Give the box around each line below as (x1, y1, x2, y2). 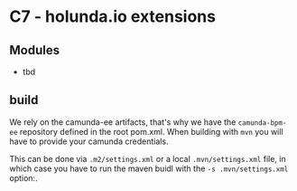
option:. (9, 172, 38, 183)
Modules (9, 43, 60, 58)
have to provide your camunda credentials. (9, 136, 169, 147)
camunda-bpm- (237, 118, 287, 128)
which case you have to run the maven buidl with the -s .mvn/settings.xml (9, 163, 289, 174)
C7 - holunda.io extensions (9, 6, 217, 27)
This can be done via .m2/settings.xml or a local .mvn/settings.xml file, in (9, 153, 286, 164)
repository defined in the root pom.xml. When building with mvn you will (19, 126, 283, 137)
